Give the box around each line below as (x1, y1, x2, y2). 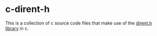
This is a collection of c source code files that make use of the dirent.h (5, 20, 152, 26)
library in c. (5, 25, 29, 31)
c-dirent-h (5, 3, 50, 15)
